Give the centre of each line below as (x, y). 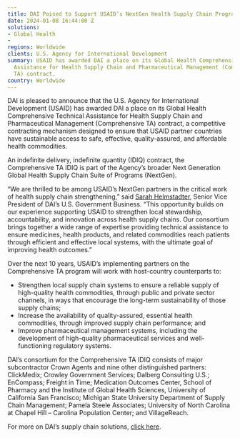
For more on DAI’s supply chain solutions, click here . (85, 427)
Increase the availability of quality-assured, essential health (105, 316)
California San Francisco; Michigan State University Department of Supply (116, 398)
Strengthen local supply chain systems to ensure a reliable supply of (118, 285)
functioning (35, 346)
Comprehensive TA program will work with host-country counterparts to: (114, 272)
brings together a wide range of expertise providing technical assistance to (118, 227)
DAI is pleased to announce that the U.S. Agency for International (103, 101)
